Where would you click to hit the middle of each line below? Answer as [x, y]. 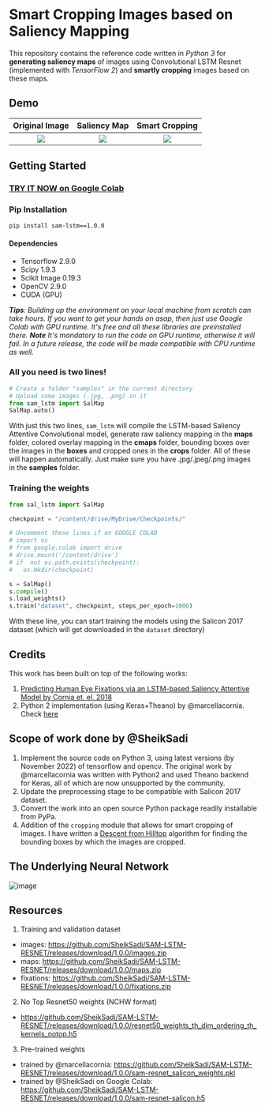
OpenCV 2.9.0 [43, 286]
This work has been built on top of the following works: [99, 673]
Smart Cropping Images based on [121, 15]
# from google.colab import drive [66, 548]
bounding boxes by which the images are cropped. [103, 841]
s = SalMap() [30, 584]
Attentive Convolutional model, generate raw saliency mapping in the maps [131, 434]
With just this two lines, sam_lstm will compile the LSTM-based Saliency [125, 426]
